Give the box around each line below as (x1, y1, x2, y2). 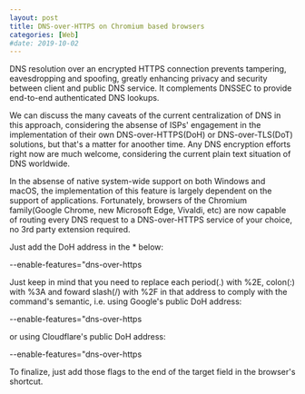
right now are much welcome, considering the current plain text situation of (9, 149, 291, 160)
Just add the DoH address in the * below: (9, 241, 164, 252)
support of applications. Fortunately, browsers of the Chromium (9, 195, 248, 206)
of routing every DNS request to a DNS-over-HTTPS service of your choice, (9, 214, 293, 225)
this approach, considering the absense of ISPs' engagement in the (9, 120, 261, 131)
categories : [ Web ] (9, 30, 79, 39)
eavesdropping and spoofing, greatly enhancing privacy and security (9, 74, 268, 84)
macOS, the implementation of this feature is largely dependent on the (9, 185, 272, 196)
